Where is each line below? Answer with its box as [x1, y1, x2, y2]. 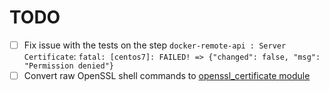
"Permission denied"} [23, 61, 114, 71]
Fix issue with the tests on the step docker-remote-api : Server [23, 39, 287, 51]
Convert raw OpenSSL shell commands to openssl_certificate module [23, 70, 311, 81]
